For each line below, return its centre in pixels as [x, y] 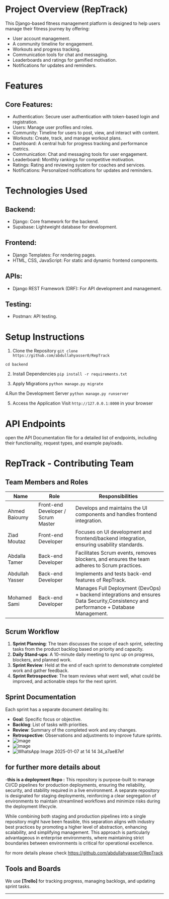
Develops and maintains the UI [111, 508]
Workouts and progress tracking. [47, 49]
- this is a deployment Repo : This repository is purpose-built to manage [80, 779]
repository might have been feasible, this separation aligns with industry [80, 821]
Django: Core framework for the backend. [56, 221]
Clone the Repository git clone [45, 351]
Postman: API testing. [35, 317]
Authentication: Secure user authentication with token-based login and [86, 116]
